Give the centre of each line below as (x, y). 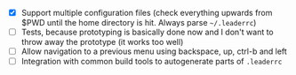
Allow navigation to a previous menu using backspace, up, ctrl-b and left (154, 51)
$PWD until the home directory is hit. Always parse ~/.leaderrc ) (139, 23)
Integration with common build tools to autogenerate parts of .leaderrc (152, 62)
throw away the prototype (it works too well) (102, 42)
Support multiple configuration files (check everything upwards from (147, 13)
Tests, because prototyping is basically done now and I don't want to (148, 32)
